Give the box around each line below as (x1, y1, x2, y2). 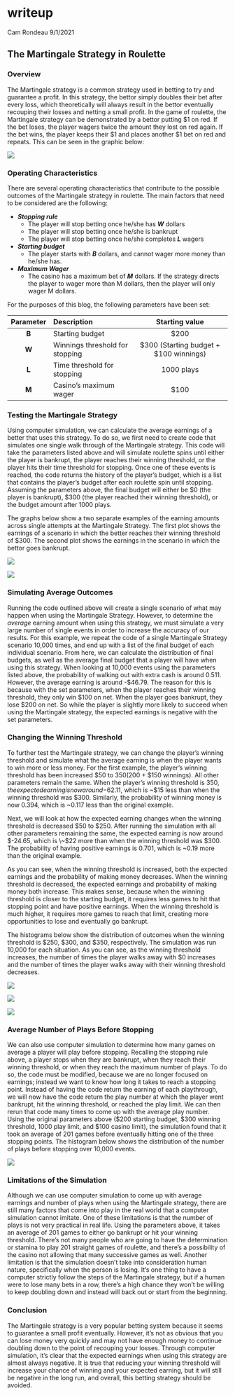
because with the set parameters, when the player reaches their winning (7, 685, 216, 694)
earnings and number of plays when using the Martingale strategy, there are (7, 1199, 227, 1207)
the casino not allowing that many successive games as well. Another (7, 1251, 208, 1259)
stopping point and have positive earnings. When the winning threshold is (7, 902, 219, 910)
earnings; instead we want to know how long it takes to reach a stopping (7, 1078, 216, 1086)
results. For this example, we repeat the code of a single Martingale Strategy (7, 633, 228, 641)
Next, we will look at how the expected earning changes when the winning (7, 814, 222, 822)
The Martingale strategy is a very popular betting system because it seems (7, 1321, 223, 1330)
